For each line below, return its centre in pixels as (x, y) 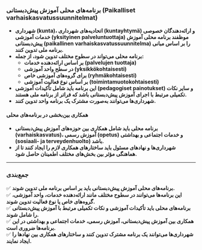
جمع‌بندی (17, 175)
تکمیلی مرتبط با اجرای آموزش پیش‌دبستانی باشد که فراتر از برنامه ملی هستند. (101, 95)
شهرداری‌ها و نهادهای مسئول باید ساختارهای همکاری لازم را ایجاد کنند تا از (95, 147)
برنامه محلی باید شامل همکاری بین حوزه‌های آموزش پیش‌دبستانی (86, 128)
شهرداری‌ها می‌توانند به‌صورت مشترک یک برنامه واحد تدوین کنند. (85, 101)
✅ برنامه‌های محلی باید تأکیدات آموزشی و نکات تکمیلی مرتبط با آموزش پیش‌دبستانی (99, 208)
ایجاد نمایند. (19, 241)
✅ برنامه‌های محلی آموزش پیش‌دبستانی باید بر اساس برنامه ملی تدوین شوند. (91, 188)
